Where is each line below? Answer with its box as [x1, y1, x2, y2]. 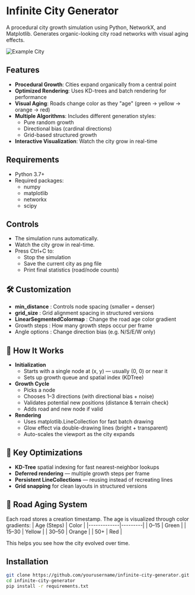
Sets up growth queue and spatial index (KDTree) [23, 374, 144, 381]
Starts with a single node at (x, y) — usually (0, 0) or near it [23, 368, 168, 374]
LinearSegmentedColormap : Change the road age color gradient [14, 316, 177, 323]
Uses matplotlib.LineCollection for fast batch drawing [23, 418, 154, 425]
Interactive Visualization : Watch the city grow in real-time [14, 138, 158, 145]
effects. [6, 36, 25, 43]
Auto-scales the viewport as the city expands [23, 431, 135, 437]
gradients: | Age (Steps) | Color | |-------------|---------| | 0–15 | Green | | [6, 521, 187, 529]
